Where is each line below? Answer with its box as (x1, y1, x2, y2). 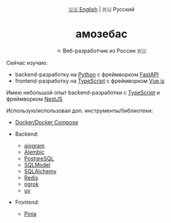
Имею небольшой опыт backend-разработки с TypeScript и (6, 89, 160, 96)
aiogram (24, 142, 45, 149)
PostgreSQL (24, 154, 54, 162)
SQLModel (24, 161, 51, 168)
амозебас (75, 27, 128, 41)
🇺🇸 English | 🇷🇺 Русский (68, 6, 135, 13)
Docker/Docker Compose (15, 118, 79, 126)
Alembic (24, 148, 45, 155)
